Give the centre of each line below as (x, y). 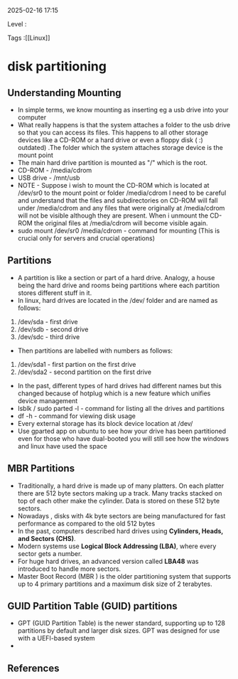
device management (48, 400)
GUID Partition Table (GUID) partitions (92, 606)
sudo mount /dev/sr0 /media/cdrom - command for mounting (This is (119, 231)
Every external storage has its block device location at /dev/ (105, 423)
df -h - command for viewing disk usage (77, 416)
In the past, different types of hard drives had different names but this (120, 385)
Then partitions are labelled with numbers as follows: (95, 351)
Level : (17, 24)
